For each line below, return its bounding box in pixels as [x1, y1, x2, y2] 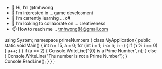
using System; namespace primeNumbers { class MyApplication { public [4, 37, 151, 43]
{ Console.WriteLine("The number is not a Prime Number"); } [4, 53, 128, 59]
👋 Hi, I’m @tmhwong [11, 5, 54, 10]
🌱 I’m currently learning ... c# [11, 15, 71, 21]
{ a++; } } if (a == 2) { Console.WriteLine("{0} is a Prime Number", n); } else [4, 48, 157, 54]
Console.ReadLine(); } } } [4, 58, 55, 64]
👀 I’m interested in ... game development [11, 10, 94, 16]
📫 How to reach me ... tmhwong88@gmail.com [11, 26, 108, 32]
